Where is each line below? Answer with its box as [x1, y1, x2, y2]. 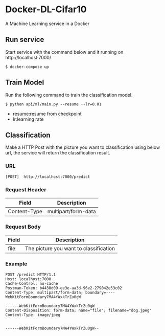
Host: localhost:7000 [5, 276, 52, 282]
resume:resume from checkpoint [12, 110, 82, 117]
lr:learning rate [12, 116, 44, 122]
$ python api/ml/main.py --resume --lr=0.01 [5, 101, 102, 107]
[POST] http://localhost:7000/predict [5, 174, 90, 180]
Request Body [5, 223, 41, 230]
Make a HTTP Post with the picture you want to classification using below [5, 144, 160, 150]
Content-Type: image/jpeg [5, 312, 60, 318]
